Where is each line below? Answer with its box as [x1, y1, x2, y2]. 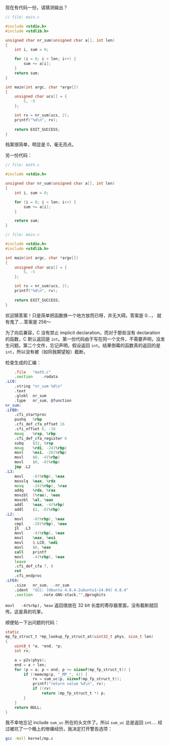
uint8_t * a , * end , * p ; [14, 644, 63, 649]
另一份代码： [5, 152, 32, 158]
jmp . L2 [14, 464, 31, 469]
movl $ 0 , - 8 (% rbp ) [14, 460, 60, 465]
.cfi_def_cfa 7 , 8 [14, 564, 53, 569]
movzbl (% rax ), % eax [14, 493, 60, 498]
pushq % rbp [14, 417, 42, 422]
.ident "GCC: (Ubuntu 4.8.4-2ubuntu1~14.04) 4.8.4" [14, 588, 129, 593]
